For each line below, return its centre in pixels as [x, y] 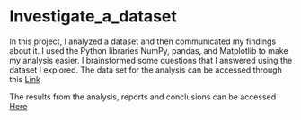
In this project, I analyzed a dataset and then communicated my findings [143, 41]
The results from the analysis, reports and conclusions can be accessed [143, 97]
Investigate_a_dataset [93, 17]
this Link [25, 79]
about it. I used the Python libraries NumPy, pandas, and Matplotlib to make [149, 50]
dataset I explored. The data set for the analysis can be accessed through [146, 70]
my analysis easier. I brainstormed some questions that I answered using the [151, 60]
